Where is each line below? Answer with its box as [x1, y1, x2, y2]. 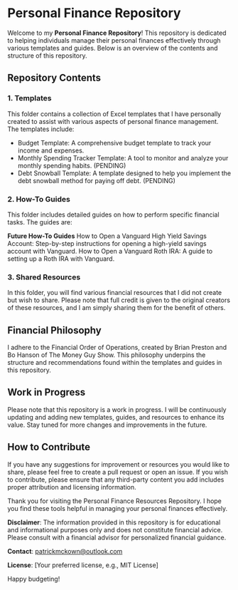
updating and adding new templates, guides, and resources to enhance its [7, 413, 225, 421]
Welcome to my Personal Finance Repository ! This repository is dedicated [7, 29, 227, 37]
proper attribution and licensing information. [7, 482, 136, 491]
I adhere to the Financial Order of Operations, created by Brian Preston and [7, 343, 227, 352]
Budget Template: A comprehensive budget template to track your [17, 138, 212, 147]
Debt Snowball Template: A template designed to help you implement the [17, 169, 232, 177]
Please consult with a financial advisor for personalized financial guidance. [7, 533, 227, 542]
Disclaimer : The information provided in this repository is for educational [7, 518, 221, 527]
